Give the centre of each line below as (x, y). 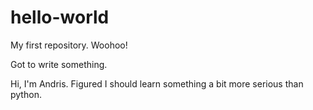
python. (26, 94)
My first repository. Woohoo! (69, 45)
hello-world (60, 17)
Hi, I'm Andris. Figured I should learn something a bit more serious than (157, 83)
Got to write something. (59, 64)
